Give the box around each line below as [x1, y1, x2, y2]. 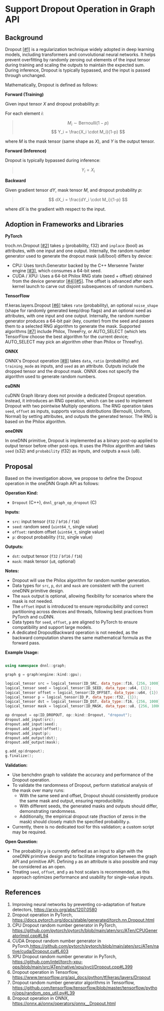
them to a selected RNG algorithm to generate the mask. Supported [5, 323, 141, 329]
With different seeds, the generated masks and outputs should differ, [19, 803, 158, 809]
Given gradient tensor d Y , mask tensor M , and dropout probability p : [5, 187, 143, 193]
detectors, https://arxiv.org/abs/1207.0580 [12, 907, 98, 912]
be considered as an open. [12, 864, 66, 870]
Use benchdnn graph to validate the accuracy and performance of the [12, 772, 154, 778]
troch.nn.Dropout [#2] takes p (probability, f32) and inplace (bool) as [5, 243, 144, 249]
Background [5, 33, 43, 42]
